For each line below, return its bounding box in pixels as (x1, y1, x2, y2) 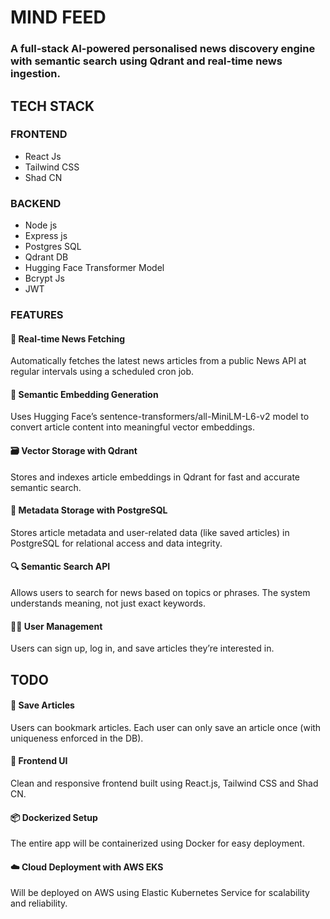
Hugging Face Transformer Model (24, 262, 165, 274)
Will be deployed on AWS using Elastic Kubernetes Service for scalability (10, 887, 310, 899)
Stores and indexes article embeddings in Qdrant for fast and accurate (10, 471, 300, 483)
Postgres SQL (24, 241, 82, 253)
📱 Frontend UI (10, 755, 68, 767)
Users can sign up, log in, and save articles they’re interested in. (10, 642, 275, 655)
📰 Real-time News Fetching (10, 332, 126, 345)
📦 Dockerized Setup (10, 811, 98, 823)
